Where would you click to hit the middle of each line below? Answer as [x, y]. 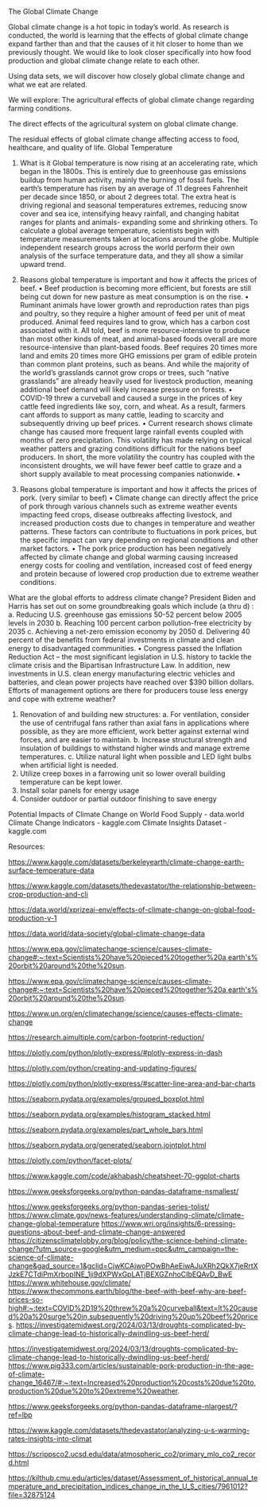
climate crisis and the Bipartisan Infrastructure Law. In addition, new [119, 665]
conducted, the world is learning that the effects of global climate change [128, 35]
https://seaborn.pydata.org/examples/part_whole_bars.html [106, 1129]
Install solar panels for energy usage [79, 790]
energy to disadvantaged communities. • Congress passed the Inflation [125, 648]
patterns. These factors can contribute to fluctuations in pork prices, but [138, 531]
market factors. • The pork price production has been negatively [126, 548]
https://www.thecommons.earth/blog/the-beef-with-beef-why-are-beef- [128, 1291]
